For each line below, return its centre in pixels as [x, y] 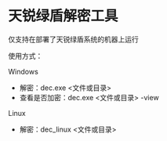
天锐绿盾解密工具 [64, 16]
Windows [24, 71]
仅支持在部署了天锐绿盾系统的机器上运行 [73, 39]
